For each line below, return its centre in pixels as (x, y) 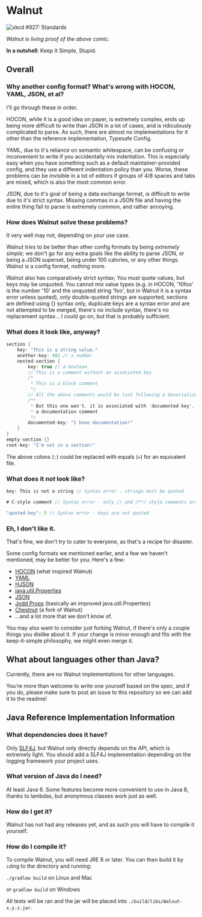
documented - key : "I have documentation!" (81, 423)
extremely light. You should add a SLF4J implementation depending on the (99, 754)
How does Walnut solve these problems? (67, 222)
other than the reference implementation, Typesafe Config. (79, 138)
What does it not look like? (46, 479)
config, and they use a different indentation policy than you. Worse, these (97, 169)
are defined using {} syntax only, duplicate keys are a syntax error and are (98, 303)
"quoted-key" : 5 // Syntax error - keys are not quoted (78, 513)
